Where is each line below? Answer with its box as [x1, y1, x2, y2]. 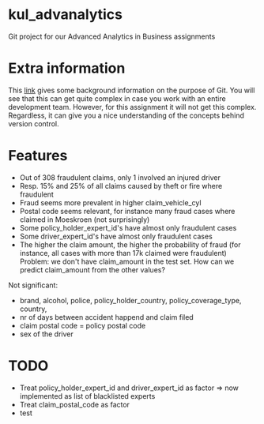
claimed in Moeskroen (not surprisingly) [19, 215, 150, 224]
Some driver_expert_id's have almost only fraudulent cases [19, 231, 213, 241]
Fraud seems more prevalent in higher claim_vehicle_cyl [19, 197, 202, 207]
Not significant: [8, 280, 58, 290]
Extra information [8, 59, 126, 77]
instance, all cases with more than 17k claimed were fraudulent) [19, 248, 227, 257]
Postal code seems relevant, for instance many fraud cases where [19, 206, 236, 216]
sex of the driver [19, 329, 74, 339]
